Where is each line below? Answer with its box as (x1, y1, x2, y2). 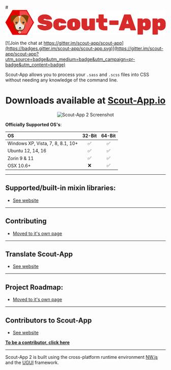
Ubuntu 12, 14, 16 (7, 148, 47, 154)
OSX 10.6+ (7, 163, 31, 169)
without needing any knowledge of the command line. (5, 76, 118, 83)
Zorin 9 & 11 (7, 155, 34, 161)
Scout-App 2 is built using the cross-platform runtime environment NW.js (5, 354, 158, 360)
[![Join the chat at (5, 40, 43, 46)
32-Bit (82, 133, 97, 139)
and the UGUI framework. (5, 359, 59, 365)
